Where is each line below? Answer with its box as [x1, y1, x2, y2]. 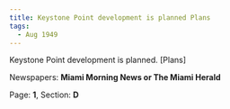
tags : [9, 22, 30, 31]
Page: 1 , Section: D [9, 89, 79, 100]
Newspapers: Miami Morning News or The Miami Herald [9, 72, 222, 83]
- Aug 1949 [17, 30, 58, 39]
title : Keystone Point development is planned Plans [9, 13, 211, 23]
